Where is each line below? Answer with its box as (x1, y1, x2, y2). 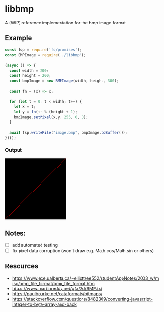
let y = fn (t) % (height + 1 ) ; (14, 109, 78, 115)
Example (5, 34, 32, 42)
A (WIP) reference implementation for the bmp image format (5, 20, 126, 25)
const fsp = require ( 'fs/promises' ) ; (5, 48, 82, 52)
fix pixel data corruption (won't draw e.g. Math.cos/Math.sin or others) (12, 247, 154, 253)
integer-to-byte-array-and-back (12, 301, 77, 307)
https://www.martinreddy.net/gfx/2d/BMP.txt (12, 286, 102, 291)
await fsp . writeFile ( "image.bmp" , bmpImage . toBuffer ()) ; (9, 130, 128, 135)
